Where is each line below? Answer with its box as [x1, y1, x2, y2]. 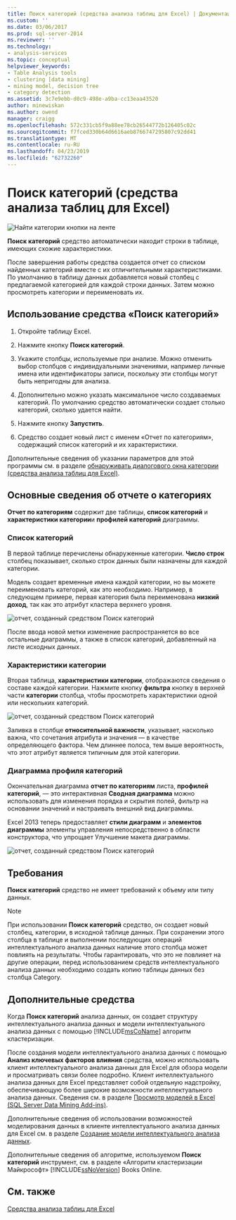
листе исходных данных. [7, 642, 82, 651]
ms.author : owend [7, 109, 58, 116]
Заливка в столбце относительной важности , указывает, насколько [7, 726, 214, 734]
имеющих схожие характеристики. [7, 244, 113, 252]
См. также [7, 1185, 56, 1198]
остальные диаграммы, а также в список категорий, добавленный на [7, 635, 216, 643]
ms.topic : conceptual [7, 56, 71, 63]
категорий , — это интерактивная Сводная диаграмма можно [7, 789, 195, 798]
